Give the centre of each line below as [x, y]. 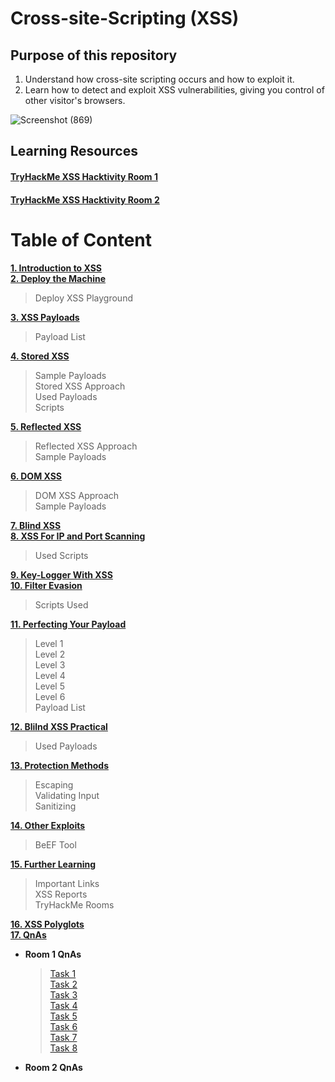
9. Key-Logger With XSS [61, 574]
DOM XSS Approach [77, 495]
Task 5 [63, 1016]
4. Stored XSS [40, 356]
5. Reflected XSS [46, 426]
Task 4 [63, 1005]
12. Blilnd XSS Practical [59, 726]
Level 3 [50, 664]
